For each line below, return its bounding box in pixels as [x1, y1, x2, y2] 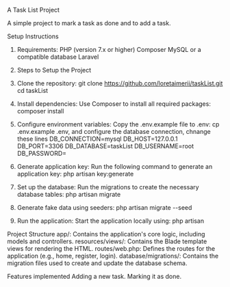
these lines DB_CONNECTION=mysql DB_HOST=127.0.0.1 [16, 135, 178, 143]
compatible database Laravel [16, 53, 99, 61]
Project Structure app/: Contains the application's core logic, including [7, 230, 205, 238]
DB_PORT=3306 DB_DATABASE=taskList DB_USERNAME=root [16, 142, 194, 150]
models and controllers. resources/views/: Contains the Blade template [7, 237, 207, 245]
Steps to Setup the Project [16, 66, 92, 74]
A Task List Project [7, 6, 60, 14]
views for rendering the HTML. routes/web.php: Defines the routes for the [7, 245, 216, 252]
